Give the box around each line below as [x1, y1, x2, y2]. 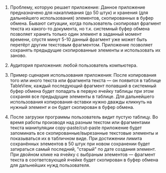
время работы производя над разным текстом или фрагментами [10, 120, 150, 125]
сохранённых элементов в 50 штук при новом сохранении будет [10, 141, 150, 147]
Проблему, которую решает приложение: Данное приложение [10, 5, 145, 10]
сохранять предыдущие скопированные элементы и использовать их [10, 47, 161, 53]
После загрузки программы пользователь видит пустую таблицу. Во [10, 114, 158, 120]
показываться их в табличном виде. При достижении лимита [10, 136, 142, 141]
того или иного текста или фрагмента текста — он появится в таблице [10, 78, 161, 83]
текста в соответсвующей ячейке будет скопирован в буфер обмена [10, 157, 158, 163]
